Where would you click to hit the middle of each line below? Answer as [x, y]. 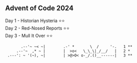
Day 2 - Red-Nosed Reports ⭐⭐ [37, 28]
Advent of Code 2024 [39, 8]
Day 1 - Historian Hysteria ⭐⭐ [35, 20]
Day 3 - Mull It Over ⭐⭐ [29, 35]
